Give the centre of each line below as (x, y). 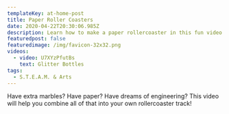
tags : (15, 70)
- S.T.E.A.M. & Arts (43, 77)
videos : (18, 52)
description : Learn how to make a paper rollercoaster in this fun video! (116, 32)
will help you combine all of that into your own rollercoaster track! (99, 104)
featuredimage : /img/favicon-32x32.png (64, 45)
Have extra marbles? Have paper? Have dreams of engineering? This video (113, 96)
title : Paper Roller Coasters (50, 20)
